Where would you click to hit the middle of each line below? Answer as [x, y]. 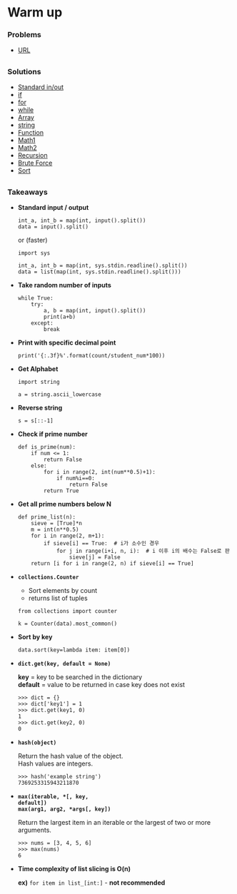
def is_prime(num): [47, 447]
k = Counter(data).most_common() [67, 624]
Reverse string [40, 408]
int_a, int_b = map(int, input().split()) [82, 221]
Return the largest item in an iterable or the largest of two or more [114, 823]
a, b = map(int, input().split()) [95, 311]
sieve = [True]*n [56, 524]
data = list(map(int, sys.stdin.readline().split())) [99, 272]
